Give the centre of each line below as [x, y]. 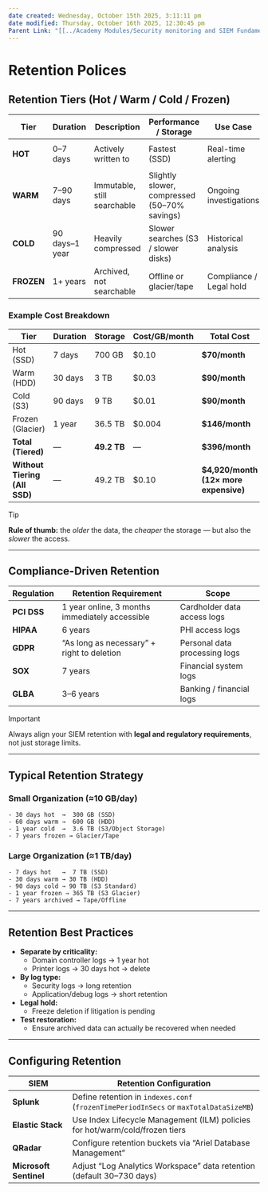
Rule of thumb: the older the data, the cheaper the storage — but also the [130, 530]
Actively [109, 149]
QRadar [27, 1148]
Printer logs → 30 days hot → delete [91, 969]
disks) [160, 258]
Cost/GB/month [163, 336]
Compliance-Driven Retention [84, 572]
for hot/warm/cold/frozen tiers [129, 1130]
